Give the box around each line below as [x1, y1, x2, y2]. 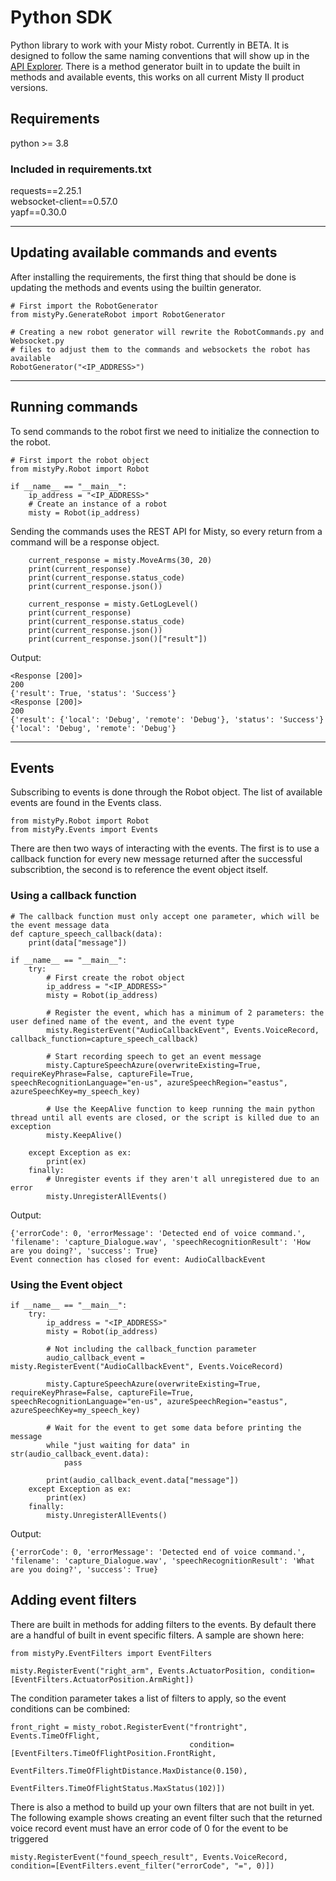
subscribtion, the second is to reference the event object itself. [10, 864, 269, 876]
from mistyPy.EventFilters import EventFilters [10, 1648, 213, 1658]
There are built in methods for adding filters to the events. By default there [10, 1618, 317, 1630]
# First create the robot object [46, 972, 186, 983]
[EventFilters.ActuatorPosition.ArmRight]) [10, 1674, 195, 1685]
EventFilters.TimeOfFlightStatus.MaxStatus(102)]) [10, 1783, 226, 1793]
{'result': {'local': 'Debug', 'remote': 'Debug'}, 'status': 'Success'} [10, 714, 325, 725]
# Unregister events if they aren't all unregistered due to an [46, 1174, 320, 1184]
